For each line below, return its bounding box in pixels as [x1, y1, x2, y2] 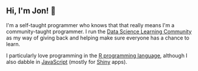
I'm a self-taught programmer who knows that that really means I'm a [6, 21, 175, 28]
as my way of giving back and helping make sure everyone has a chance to [6, 34, 190, 41]
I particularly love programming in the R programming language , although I [6, 51, 188, 59]
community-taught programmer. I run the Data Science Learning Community [6, 28, 192, 35]
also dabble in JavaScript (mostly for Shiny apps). [6, 58, 128, 65]
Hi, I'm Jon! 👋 [6, 6, 56, 16]
